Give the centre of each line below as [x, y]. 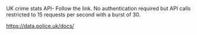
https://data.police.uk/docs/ [40, 26]
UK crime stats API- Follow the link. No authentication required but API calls [99, 8]
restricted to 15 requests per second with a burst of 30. [73, 15]
